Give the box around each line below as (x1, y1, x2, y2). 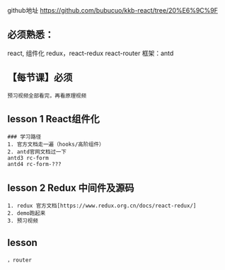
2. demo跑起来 (7, 210, 46, 217)
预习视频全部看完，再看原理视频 (7, 92, 87, 99)
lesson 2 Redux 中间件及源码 (7, 182, 134, 194)
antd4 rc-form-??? (7, 161, 62, 168)
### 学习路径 (7, 134, 42, 141)
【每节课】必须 (7, 71, 73, 83)
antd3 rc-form (7, 155, 50, 162)
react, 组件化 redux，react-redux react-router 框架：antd (7, 49, 174, 57)
